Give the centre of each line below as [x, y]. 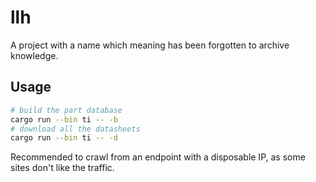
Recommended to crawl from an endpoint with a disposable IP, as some [158, 157]
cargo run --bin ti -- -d [64, 138]
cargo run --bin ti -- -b [64, 119]
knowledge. [34, 55]
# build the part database [66, 110]
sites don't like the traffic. [62, 168]
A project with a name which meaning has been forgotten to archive [150, 45]
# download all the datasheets [75, 129]
